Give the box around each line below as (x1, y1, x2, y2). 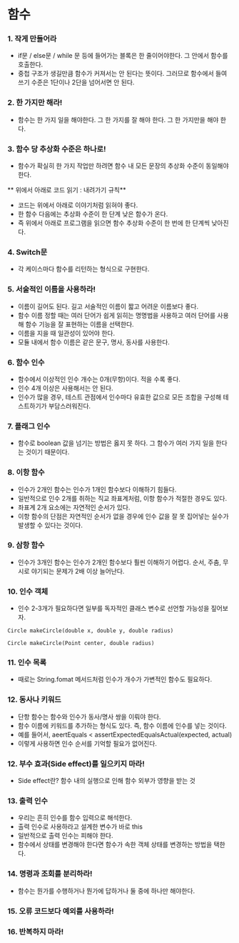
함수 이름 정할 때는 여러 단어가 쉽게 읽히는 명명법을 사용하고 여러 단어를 (17, 311, 216, 319)
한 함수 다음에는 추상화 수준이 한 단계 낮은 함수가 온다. (17, 210, 168, 219)
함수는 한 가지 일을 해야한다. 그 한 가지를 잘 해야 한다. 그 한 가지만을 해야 (17, 115, 219, 124)
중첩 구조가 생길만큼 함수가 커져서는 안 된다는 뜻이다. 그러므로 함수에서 (17, 69, 214, 78)
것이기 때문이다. (25, 448, 70, 456)
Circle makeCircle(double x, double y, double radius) (7, 627, 174, 634)
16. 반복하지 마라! (7, 927, 64, 937)
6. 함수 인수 (7, 357, 45, 367)
